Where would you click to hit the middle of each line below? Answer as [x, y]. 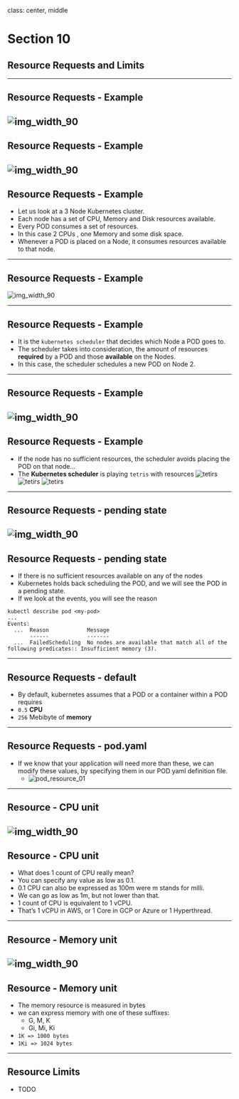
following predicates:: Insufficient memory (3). [83, 649]
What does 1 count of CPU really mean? [76, 873]
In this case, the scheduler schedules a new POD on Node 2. [106, 364]
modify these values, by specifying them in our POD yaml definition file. [122, 770]
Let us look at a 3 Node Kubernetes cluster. [81, 211]
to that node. [36, 249]
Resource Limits [44, 1072]
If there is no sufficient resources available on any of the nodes [110, 576]
